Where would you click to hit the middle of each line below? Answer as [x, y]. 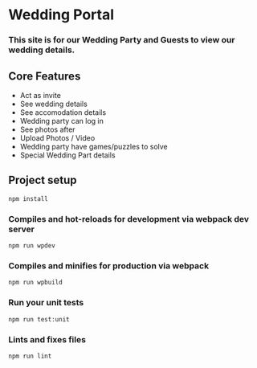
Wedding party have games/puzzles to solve [94, 146]
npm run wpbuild [35, 283]
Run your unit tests [46, 303]
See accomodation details [63, 112]
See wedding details [54, 104]
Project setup [43, 180]
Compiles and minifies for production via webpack [109, 265]
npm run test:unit [39, 319]
